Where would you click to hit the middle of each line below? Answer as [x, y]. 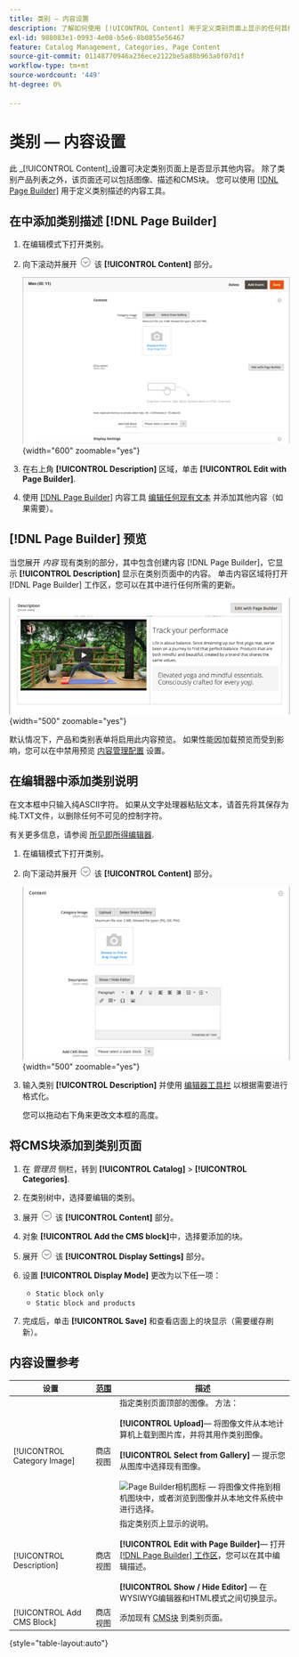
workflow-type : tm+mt [49, 66]
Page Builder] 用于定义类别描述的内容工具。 [90, 191]
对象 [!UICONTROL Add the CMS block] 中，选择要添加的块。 [134, 1236]
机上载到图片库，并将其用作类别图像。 [198, 1434]
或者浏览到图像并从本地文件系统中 [221, 1498]
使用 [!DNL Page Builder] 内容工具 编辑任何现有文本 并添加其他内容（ [149, 498]
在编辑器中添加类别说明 [73, 781]
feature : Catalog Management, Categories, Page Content [115, 47]
